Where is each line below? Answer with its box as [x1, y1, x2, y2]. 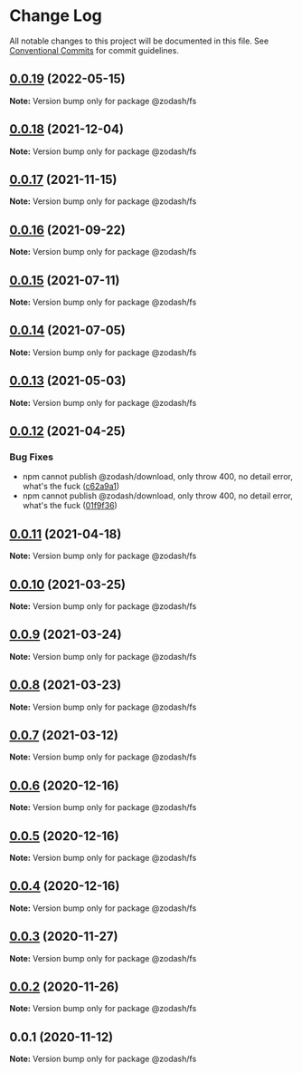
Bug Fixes [9, 450, 54, 463]
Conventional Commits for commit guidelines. [9, 44, 179, 55]
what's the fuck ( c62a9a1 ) [22, 481, 120, 492]
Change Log [9, 5, 102, 26]
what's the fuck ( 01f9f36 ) [22, 500, 118, 511]
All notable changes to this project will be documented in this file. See [9, 35, 269, 46]
